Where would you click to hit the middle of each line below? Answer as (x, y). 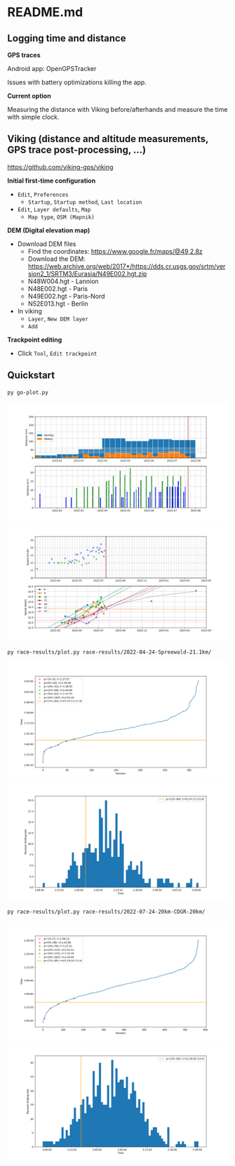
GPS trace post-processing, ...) (76, 150)
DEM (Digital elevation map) (49, 230)
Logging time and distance (67, 38)
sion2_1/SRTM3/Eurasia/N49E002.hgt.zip (87, 273)
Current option (29, 96)
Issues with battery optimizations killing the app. (77, 82)
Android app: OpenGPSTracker (52, 69)
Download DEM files (47, 244)
